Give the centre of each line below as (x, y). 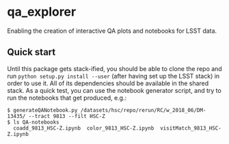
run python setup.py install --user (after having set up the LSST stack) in (113, 76)
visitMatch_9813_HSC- (191, 128)
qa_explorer (42, 12)
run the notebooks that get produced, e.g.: (67, 98)
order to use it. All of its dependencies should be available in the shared (108, 83)
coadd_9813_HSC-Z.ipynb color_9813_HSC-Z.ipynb (84, 128)
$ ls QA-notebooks (33, 122)
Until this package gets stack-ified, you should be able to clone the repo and (114, 68)
